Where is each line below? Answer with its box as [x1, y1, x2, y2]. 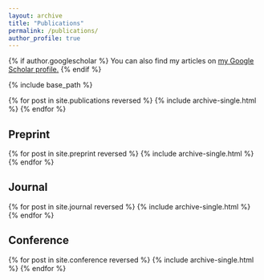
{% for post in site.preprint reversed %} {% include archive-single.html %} [8, 149, 254, 159]
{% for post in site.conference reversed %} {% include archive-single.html [8, 254, 254, 265]
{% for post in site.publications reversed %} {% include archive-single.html [8, 95, 257, 105]
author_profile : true [8, 34, 81, 43]
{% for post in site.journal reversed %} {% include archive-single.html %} [8, 201, 251, 211]
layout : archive [8, 11, 63, 20]
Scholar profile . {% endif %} [8, 65, 102, 75]
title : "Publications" [8, 19, 84, 27]
